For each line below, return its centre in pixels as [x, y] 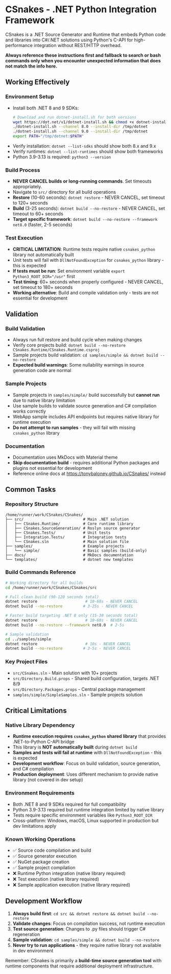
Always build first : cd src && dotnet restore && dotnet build [79, 913]
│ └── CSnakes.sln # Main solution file [67, 541]
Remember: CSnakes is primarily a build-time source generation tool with [83, 960]
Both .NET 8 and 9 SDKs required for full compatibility [69, 804]
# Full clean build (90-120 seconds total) [52, 597]
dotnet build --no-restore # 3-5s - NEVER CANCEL [68, 649]
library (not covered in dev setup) [48, 780]
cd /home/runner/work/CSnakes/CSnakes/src [51, 587]
